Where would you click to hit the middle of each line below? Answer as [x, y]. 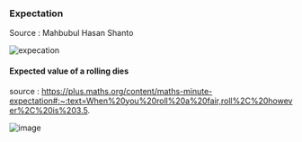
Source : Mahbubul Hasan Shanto [71, 33]
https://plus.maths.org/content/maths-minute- [127, 91]
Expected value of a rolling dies [69, 71]
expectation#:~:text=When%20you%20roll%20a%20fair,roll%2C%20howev [151, 101]
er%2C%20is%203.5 [49, 110]
